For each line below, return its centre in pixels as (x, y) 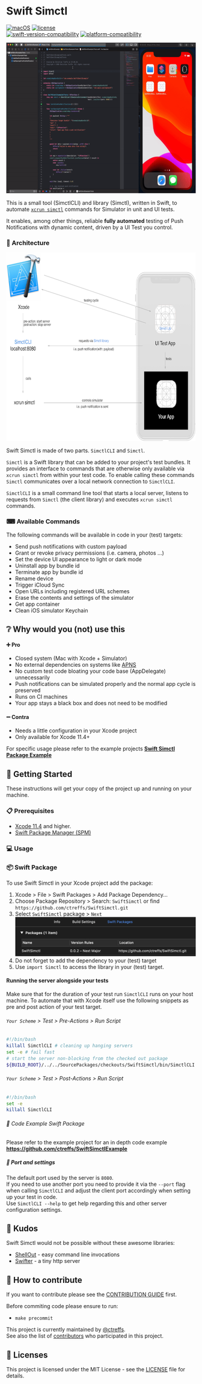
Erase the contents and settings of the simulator (74, 597)
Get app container (37, 604)
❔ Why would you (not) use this (66, 629)
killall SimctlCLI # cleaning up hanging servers (70, 1046)
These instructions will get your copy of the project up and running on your (99, 789)
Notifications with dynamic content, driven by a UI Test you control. (90, 227)
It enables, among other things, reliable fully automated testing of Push (95, 220)
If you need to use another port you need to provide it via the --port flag (96, 1184)
